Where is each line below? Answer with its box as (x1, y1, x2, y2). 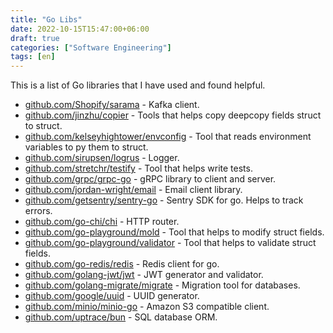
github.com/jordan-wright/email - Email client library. (24, 184, 243, 196)
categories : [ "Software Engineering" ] (10, 42, 172, 53)
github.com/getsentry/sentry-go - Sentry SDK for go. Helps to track (24, 194, 304, 206)
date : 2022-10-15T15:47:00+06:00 (10, 24, 150, 34)
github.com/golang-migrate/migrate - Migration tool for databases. (24, 279, 301, 291)
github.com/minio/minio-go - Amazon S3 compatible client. (24, 301, 270, 313)
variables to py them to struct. (24, 141, 149, 153)
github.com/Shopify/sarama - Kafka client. (24, 99, 200, 111)
